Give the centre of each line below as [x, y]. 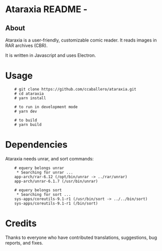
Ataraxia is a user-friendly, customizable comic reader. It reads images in [81, 40]
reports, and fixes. [24, 243]
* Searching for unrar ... [45, 172]
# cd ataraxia [29, 94]
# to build [26, 120]
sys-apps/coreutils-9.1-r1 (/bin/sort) [56, 203]
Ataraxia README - [46, 9]
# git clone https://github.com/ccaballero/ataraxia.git [75, 89]
